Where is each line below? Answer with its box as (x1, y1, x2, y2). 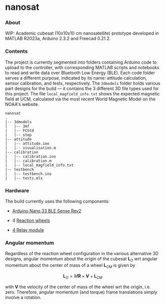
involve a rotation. (5, 294, 42, 300)
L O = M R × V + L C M (63, 273, 102, 280)
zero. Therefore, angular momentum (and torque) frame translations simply (5, 289, 158, 295)
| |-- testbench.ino (5, 171, 52, 176)
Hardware (5, 187, 30, 194)
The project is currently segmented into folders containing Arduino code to (5, 59, 157, 65)
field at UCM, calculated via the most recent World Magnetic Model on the (5, 96, 156, 102)
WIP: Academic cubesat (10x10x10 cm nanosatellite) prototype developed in (5, 30, 159, 36)
